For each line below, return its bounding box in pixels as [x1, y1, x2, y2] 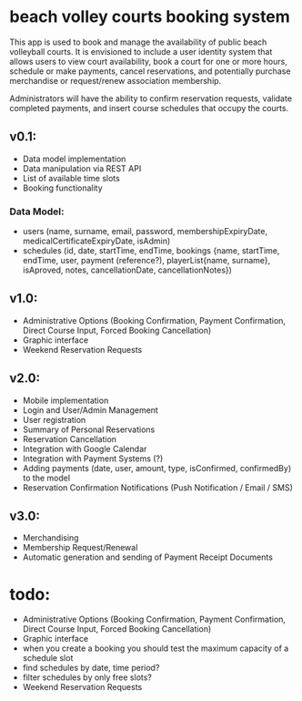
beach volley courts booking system [9, 6, 291, 27]
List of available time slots [22, 172, 120, 183]
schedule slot [22, 653, 74, 664]
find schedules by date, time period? [22, 663, 160, 674]
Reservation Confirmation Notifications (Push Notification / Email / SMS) [22, 481, 294, 493]
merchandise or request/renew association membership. [9, 75, 222, 86]
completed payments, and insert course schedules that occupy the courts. [9, 102, 289, 113]
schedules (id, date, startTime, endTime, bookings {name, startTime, [22, 245, 280, 256]
